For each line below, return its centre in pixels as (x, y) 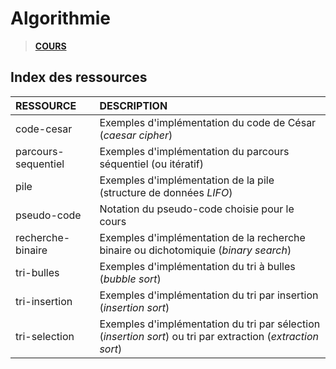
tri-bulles (37, 272)
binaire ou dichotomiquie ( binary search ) (195, 250)
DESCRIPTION (133, 105)
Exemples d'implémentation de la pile (187, 180)
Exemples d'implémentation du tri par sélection (210, 324)
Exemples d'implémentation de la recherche (202, 237)
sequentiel (40, 164)
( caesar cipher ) (136, 135)
